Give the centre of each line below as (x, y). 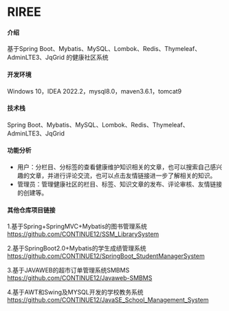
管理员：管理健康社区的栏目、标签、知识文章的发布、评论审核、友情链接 (119, 184)
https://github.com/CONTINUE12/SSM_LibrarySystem (83, 234)
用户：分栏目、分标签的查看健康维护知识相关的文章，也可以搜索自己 (113, 167)
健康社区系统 (90, 57)
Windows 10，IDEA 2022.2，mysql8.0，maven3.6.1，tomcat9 (95, 91)
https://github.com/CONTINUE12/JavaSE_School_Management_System (108, 300)
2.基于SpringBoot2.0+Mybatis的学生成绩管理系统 (77, 248)
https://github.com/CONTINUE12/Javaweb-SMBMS (80, 278)
